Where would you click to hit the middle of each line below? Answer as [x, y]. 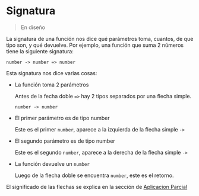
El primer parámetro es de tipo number [62, 118]
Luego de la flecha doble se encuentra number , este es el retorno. [94, 175]
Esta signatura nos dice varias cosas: [52, 73]
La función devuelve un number [52, 163]
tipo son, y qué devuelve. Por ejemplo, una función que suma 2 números [95, 45]
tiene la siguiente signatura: [40, 51]
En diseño [33, 27]
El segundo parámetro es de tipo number [65, 141]
